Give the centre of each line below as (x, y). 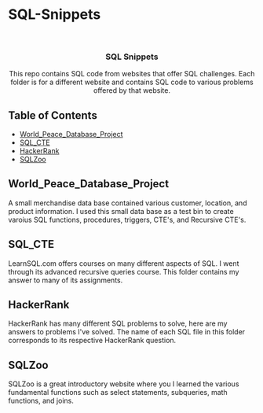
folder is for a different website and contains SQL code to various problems (132, 82)
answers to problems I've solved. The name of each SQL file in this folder (127, 332)
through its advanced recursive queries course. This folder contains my (124, 271)
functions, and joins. (41, 401)
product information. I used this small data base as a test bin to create (121, 211)
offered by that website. (132, 90)
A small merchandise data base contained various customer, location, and (128, 203)
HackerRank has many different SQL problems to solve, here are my (118, 323)
